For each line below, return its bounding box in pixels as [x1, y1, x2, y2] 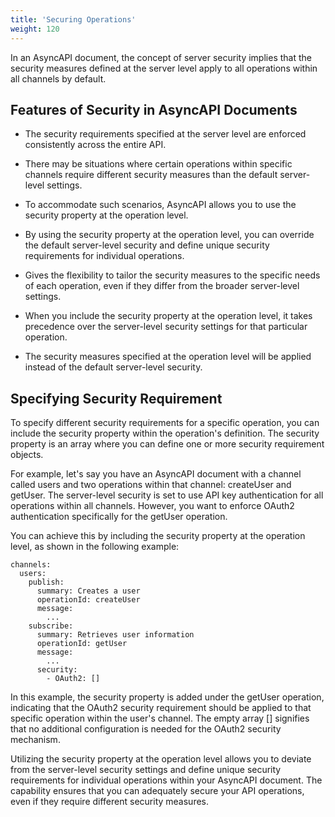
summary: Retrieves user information [36, 630, 195, 640]
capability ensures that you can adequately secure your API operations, [10, 785, 305, 797]
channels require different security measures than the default [24, 169, 278, 181]
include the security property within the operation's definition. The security [10, 427, 320, 440]
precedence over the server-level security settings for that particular [24, 321, 308, 333]
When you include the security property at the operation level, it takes [24, 310, 313, 322]
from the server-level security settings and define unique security [10, 764, 282, 776]
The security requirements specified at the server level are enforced [24, 128, 307, 140]
